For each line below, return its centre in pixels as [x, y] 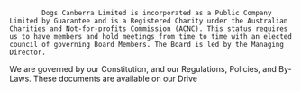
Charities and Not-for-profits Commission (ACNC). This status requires [149, 29]
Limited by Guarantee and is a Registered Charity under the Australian [149, 21]
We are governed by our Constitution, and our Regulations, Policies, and [143, 69]
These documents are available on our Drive [115, 78]
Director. [28, 52]
